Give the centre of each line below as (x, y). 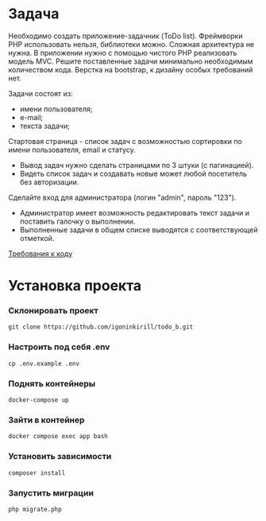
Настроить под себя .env (59, 347)
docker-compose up (39, 400)
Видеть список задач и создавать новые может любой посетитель (133, 173)
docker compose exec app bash (58, 437)
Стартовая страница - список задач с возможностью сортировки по (125, 141)
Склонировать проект (54, 311)
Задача (34, 14)
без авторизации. (49, 182)
